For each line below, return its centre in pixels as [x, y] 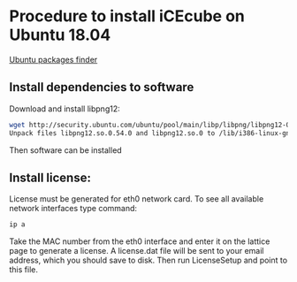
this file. [23, 270]
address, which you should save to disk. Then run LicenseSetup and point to [148, 260]
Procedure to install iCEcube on [127, 16]
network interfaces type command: [73, 209]
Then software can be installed [65, 150]
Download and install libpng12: [65, 109]
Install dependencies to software [102, 87]
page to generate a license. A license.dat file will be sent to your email [137, 251]
